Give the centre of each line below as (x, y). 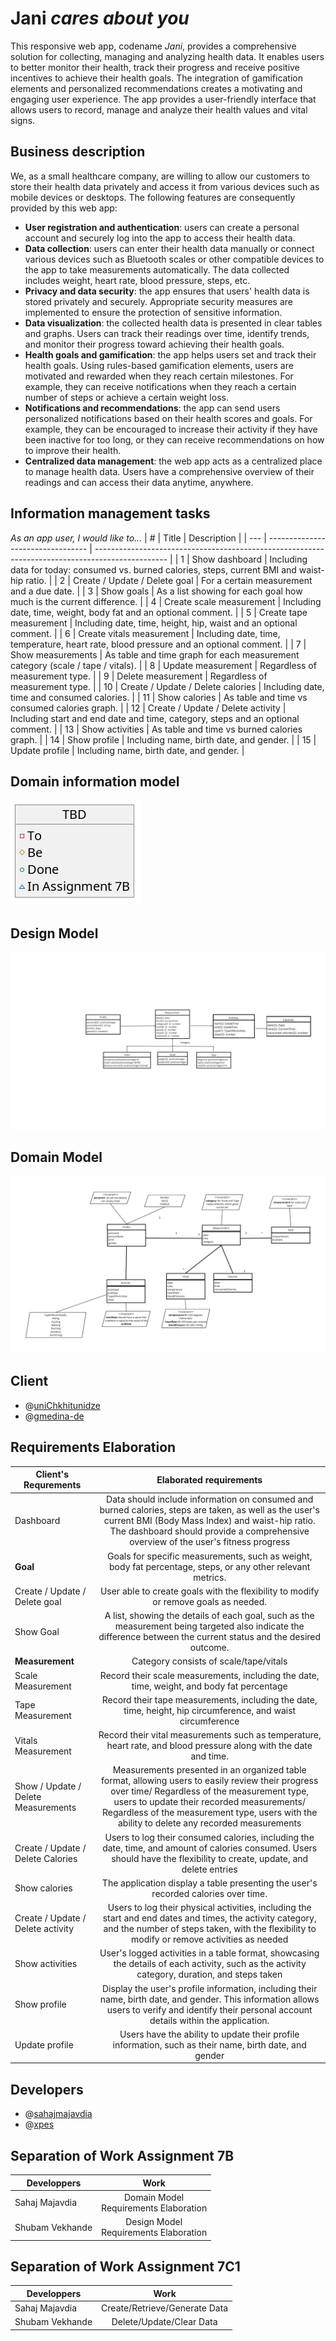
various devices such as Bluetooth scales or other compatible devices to (174, 259)
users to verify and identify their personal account (209, 2009)
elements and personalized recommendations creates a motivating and (156, 88)
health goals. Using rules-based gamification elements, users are (159, 365)
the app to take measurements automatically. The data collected (157, 269)
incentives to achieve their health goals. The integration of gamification (157, 78)
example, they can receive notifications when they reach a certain (160, 386)
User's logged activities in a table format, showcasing (209, 1953)
